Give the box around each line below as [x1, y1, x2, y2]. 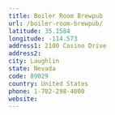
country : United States [8, 79, 89, 87]
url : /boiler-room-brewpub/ [8, 19, 104, 28]
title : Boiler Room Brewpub [8, 11, 104, 20]
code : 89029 [8, 72, 49, 80]
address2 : [8, 49, 42, 57]
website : [8, 95, 38, 103]
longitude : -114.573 [8, 34, 79, 43]
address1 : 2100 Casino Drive [8, 42, 107, 50]
